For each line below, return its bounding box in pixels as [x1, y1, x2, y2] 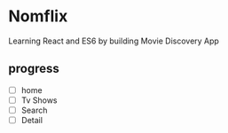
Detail [20, 114, 43, 125]
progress [8, 61, 59, 76]
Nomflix [8, 6, 68, 27]
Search [20, 105, 48, 115]
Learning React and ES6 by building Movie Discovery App [8, 35, 219, 46]
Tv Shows [20, 95, 58, 106]
